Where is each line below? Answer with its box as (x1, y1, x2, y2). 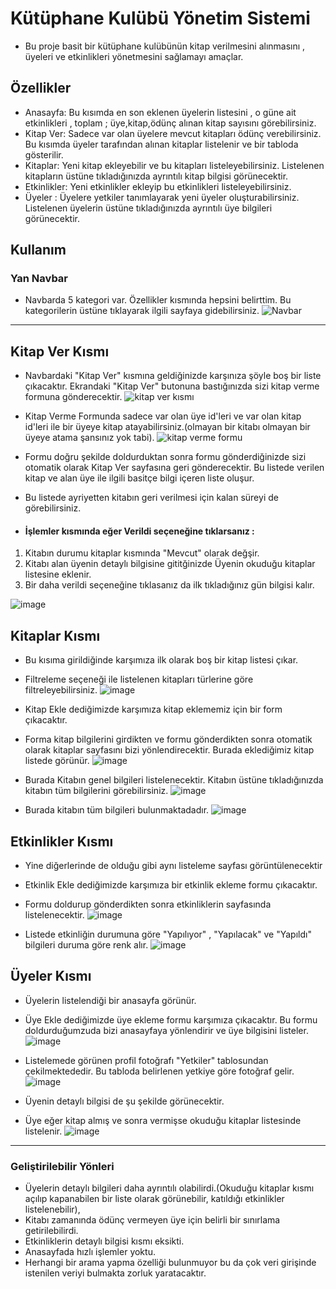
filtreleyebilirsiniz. (24, 684, 98, 696)
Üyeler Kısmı (10, 968, 92, 985)
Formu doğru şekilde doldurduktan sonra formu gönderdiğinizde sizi (24, 451, 307, 463)
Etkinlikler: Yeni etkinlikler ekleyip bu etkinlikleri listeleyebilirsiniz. (24, 180, 292, 192)
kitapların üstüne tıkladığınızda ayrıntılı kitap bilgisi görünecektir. (24, 170, 289, 182)
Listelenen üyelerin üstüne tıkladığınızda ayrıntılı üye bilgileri (24, 202, 273, 214)
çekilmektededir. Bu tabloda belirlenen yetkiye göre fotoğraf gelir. (24, 1065, 295, 1077)
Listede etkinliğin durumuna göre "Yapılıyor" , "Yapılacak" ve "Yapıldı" (24, 928, 312, 941)
